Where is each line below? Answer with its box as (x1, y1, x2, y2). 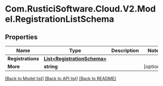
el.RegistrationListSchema (5, 14, 114, 25)
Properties (5, 33, 38, 41)
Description (111, 47, 139, 54)
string (43, 63, 58, 70)
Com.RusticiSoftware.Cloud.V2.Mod (5, 3, 156, 14)
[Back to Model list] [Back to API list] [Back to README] (5, 76, 116, 81)
